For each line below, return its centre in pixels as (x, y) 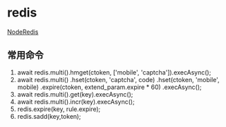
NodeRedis (23, 32)
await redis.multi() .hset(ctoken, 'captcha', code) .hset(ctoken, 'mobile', (118, 79)
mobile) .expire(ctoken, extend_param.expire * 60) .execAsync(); (109, 87)
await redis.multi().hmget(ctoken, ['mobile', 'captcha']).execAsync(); (114, 72)
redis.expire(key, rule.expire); (59, 109)
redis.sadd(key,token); (49, 116)
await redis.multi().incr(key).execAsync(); (76, 101)
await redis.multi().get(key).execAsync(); (75, 94)
